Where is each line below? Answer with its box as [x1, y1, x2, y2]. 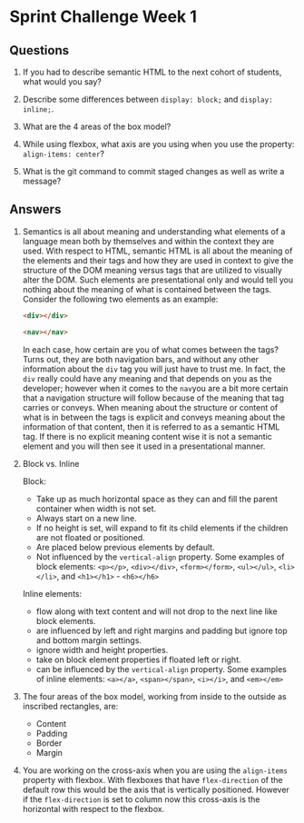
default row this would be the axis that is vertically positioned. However [22, 784, 290, 795]
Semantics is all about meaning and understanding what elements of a [22, 225, 286, 237]
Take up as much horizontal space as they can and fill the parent [35, 493, 279, 504]
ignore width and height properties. [35, 644, 169, 655]
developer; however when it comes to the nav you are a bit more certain [22, 382, 289, 393]
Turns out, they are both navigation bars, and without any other [22, 353, 260, 364]
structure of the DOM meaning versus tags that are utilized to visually [22, 264, 283, 275]
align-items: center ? [22, 148, 104, 159]
